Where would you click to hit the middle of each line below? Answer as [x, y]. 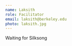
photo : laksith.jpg [26, 24]
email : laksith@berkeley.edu [36, 19]
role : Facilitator [25, 14]
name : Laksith [20, 10]
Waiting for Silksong [26, 38]
